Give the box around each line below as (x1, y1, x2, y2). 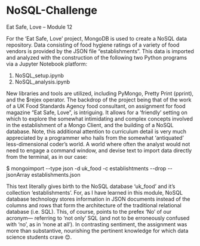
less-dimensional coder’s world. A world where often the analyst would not (6, 140, 190, 147)
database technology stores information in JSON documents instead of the (6, 195, 190, 202)
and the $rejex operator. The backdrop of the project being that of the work (6, 96, 192, 103)
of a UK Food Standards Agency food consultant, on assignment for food (6, 102, 186, 109)
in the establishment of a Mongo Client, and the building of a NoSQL (6, 121, 174, 128)
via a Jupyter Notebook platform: (6, 60, 88, 67)
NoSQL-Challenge (6, 4, 97, 17)
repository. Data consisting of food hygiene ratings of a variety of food (6, 41, 180, 48)
